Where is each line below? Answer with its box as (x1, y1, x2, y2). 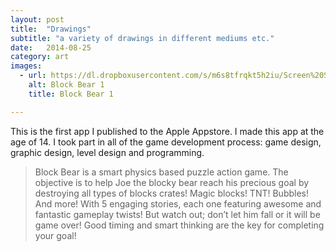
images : (10, 61, 43, 71)
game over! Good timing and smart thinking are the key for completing (34, 219, 325, 231)
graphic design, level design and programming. (10, 146, 205, 158)
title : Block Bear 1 (28, 89, 114, 99)
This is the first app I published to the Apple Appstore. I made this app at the (10, 125, 325, 137)
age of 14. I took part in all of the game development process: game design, (10, 136, 322, 148)
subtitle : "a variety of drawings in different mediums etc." (10, 33, 275, 43)
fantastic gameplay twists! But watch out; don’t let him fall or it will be (34, 208, 321, 220)
